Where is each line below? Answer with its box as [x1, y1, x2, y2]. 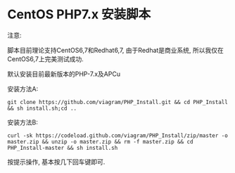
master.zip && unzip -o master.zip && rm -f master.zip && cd [7, 138, 193, 145]
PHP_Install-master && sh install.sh [7, 144, 118, 151]
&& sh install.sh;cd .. [7, 105, 77, 112]
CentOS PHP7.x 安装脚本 [7, 6, 151, 23]
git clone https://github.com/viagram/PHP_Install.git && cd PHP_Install [7, 98, 229, 105]
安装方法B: [7, 117, 39, 127]
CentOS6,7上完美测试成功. [7, 54, 84, 63]
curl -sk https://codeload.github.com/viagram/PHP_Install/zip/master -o [7, 132, 229, 139]
